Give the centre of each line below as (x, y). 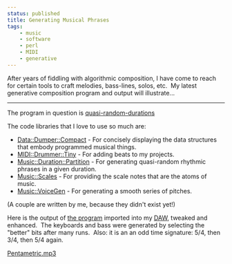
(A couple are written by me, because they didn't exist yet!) (91, 204)
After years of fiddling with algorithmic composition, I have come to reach (112, 78)
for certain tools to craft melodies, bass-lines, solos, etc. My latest (102, 85)
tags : (15, 26)
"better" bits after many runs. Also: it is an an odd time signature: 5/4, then (114, 232)
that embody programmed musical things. (77, 147)
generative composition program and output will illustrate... (91, 93)
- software (35, 39)
